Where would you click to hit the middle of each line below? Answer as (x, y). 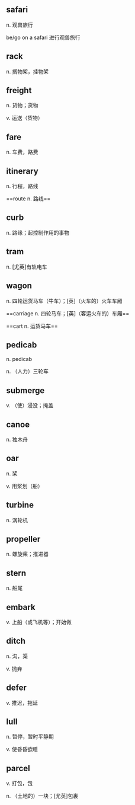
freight (19, 90)
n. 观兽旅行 (20, 25)
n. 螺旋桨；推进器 (28, 554)
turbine (20, 505)
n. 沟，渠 (17, 656)
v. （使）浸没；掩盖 (30, 405)
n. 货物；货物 (22, 106)
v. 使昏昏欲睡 (22, 749)
